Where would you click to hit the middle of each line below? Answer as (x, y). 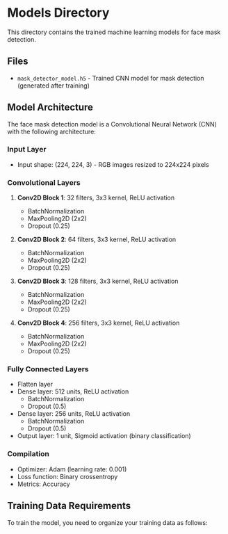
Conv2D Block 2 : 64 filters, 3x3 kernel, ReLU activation (97, 240)
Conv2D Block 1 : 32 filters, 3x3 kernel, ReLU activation (96, 198)
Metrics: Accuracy (43, 484)
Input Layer (27, 149)
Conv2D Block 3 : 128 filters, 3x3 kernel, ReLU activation (98, 281)
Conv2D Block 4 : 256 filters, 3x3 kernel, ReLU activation (98, 323)
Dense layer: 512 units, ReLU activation (73, 391)
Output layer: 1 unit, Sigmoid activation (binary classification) (104, 436)
